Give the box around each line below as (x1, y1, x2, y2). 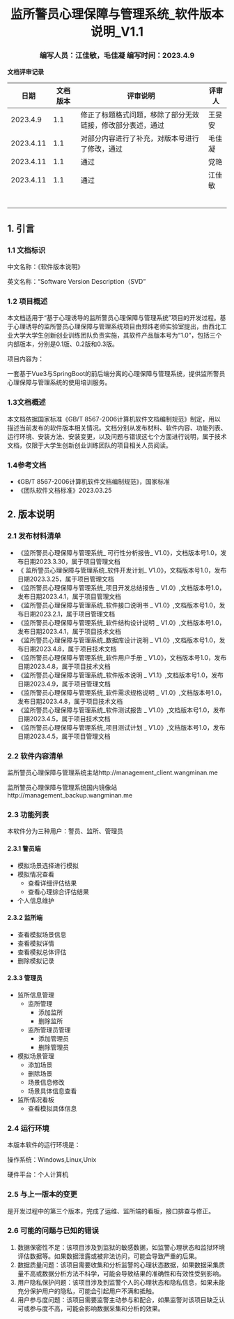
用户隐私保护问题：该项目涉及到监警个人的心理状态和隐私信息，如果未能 (17, 1278, 225, 1286)
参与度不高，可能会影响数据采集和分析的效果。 (29, 1304, 164, 1313)
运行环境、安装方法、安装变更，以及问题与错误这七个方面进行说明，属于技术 (7, 432, 227, 440)
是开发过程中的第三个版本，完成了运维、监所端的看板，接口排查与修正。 (7, 1206, 214, 1215)
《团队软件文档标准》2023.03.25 (17, 486, 112, 495)
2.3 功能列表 (7, 809, 49, 819)
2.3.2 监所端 (7, 914, 43, 922)
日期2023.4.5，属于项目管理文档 (17, 732, 111, 740)
